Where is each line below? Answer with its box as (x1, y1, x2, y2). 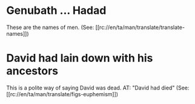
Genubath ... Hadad (6, 4, 107, 18)
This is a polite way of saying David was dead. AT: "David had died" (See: (6, 84, 190, 91)
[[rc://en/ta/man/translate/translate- (95, 24, 185, 31)
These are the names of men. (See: (6, 24, 94, 31)
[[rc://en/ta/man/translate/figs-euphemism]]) (6, 90, 119, 97)
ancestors (6, 64, 59, 78)
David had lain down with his (6, 51, 153, 65)
